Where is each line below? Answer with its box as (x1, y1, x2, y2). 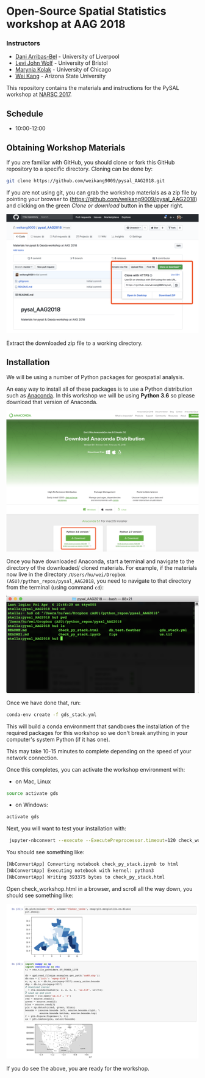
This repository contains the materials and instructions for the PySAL (6, 84, 179, 92)
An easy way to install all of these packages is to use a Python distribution (6, 385, 193, 393)
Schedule (6, 108, 44, 119)
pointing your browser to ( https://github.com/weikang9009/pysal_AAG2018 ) (6, 195, 198, 202)
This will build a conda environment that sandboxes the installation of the (6, 723, 190, 730)
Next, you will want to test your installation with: (6, 825, 127, 832)
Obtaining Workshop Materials (6, 142, 126, 153)
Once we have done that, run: (6, 699, 81, 706)
